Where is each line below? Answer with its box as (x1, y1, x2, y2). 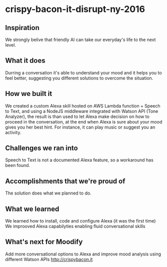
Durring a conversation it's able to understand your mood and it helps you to (5, 69, 162, 75)
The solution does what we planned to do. (5, 190, 92, 196)
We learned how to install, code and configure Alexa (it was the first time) (5, 218, 156, 224)
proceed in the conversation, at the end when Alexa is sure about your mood (5, 118, 163, 124)
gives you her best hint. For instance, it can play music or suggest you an (5, 124, 156, 130)
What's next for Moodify (5, 237, 83, 246)
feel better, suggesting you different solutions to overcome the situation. (5, 75, 154, 81)
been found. (5, 162, 30, 168)
